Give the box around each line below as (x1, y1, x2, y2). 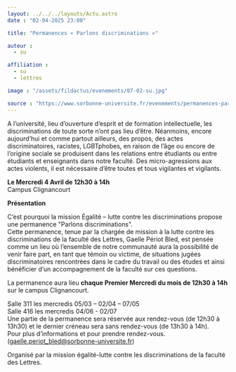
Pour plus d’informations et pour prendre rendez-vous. (7, 329, 166, 338)
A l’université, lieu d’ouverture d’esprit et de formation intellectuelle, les (7, 119, 213, 127)
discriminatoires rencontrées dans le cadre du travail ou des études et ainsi (7, 257, 225, 266)
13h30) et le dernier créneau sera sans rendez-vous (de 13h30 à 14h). (7, 321, 209, 331)
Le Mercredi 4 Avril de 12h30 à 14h (7, 177, 110, 186)
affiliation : (7, 61, 49, 69)
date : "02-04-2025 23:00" (7, 17, 86, 24)
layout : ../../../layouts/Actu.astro (7, 10, 118, 18)
